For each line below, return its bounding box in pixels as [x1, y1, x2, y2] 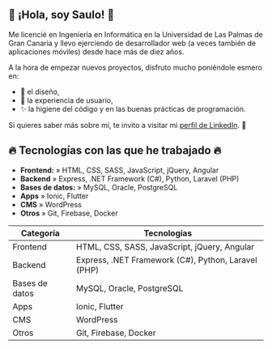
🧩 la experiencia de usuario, [19, 95, 113, 105]
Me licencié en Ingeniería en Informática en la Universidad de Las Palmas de [8, 29, 263, 39]
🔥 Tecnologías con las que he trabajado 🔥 [8, 143, 222, 158]
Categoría [20, 228, 61, 239]
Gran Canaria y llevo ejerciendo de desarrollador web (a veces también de [8, 38, 257, 48]
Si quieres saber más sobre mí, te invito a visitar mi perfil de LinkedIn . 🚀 [8, 120, 247, 130]
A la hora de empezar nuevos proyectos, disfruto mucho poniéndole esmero [8, 62, 263, 72]
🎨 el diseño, [19, 87, 60, 96]
